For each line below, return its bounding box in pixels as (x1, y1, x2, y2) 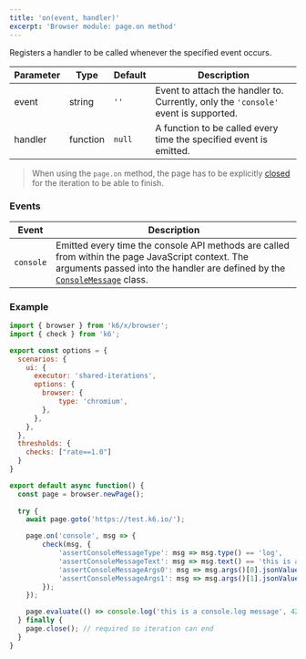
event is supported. (154, 107, 239, 119)
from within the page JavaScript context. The (56, 250, 249, 263)
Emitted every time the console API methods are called (56, 239, 290, 252)
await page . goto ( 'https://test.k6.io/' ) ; (25, 515, 185, 524)
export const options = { (9, 345, 107, 355)
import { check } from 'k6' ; (9, 329, 120, 338)
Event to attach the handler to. (154, 84, 284, 97)
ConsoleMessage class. (56, 273, 148, 285)
